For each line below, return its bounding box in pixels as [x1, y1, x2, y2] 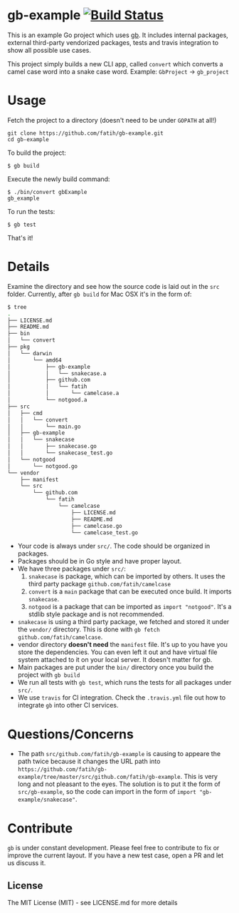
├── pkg [7, 343, 31, 351]
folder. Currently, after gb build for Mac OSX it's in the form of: [7, 290, 192, 298]
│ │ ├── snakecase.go [7, 443, 97, 450]
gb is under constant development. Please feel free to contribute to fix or [7, 844, 220, 852]
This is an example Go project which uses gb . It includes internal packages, [7, 31, 229, 39]
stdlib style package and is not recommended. [28, 610, 165, 618]
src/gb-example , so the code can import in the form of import [17, 787, 197, 796]
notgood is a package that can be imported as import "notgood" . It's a [28, 603, 232, 611]
